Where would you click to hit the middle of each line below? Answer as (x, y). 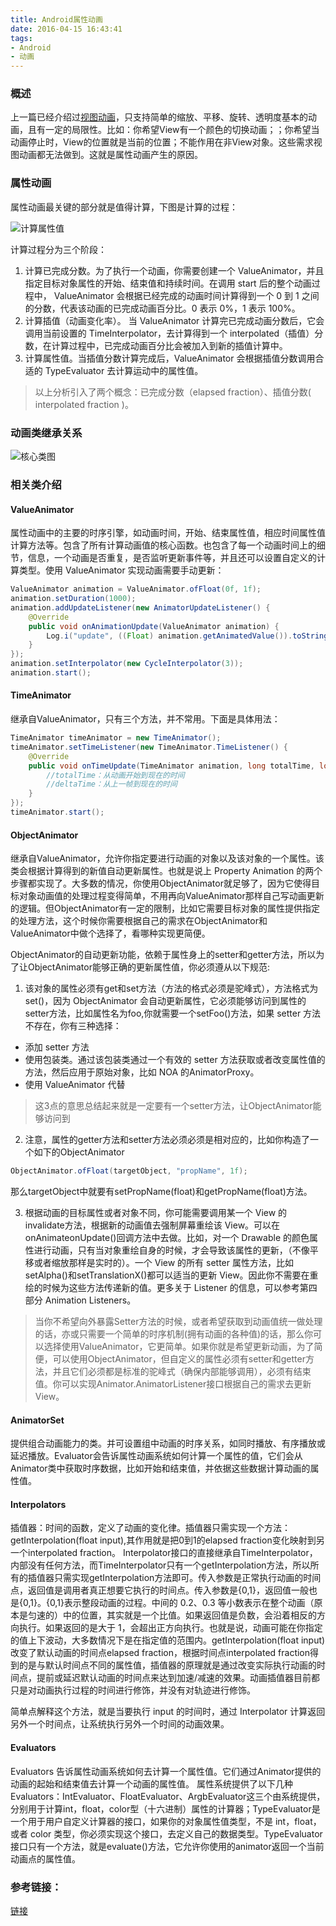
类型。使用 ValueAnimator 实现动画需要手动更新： (121, 570)
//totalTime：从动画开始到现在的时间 (115, 775)
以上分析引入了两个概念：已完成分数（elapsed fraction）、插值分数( (173, 392)
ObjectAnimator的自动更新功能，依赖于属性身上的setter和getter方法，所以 (163, 955)
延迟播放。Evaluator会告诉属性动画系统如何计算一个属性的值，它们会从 (156, 1456)
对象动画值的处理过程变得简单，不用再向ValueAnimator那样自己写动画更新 (171, 896)
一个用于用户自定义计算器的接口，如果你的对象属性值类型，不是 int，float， (166, 1821)
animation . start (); (51, 673)
